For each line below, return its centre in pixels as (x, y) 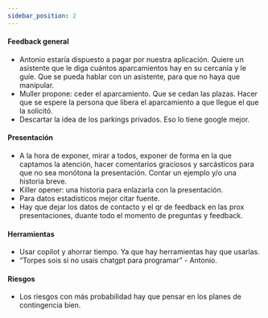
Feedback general (38, 42)
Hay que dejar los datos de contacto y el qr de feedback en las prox (132, 207)
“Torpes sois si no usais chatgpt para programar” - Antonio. (118, 260)
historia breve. (43, 181)
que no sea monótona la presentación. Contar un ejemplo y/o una (128, 173)
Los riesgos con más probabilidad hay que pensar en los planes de (130, 297)
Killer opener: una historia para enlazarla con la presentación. (121, 190)
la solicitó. (36, 110)
